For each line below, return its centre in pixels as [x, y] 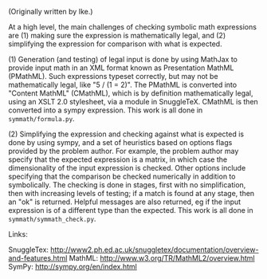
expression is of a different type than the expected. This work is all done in [131, 210]
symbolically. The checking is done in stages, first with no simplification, [127, 185]
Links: [18, 234]
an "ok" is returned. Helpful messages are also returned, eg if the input [125, 202]
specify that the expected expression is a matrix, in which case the [118, 159]
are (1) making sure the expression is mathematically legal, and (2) [117, 35]
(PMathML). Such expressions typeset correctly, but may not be [113, 76]
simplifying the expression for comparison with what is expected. [115, 44]
